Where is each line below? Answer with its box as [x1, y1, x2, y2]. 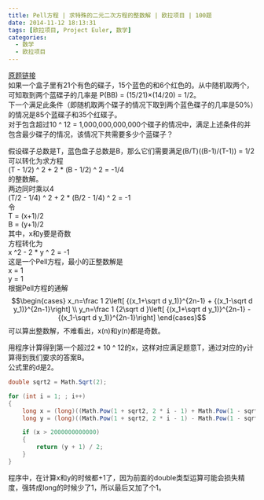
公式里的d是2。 [8, 362, 59, 372]
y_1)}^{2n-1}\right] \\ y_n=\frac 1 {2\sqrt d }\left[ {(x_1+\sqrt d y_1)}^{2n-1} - [13, 304, 251, 314]
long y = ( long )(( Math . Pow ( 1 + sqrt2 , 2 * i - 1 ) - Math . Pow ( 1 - [22, 414, 241, 422]
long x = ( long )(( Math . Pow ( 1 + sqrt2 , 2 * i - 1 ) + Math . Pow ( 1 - [22, 406, 241, 415]
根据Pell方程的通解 [8, 284, 68, 292]
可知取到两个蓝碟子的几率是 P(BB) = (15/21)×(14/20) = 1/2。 [8, 90, 201, 99]
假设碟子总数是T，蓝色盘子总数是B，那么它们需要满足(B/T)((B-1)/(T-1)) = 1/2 [8, 146, 255, 156]
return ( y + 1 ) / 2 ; [36, 443, 104, 451]
